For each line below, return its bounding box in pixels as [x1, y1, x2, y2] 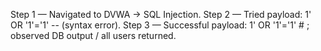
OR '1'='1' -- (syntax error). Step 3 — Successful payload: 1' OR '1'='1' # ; [10, 19, 310, 31]
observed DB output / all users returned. [10, 30, 177, 41]
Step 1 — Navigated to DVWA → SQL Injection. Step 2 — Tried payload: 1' [10, 9, 312, 20]
